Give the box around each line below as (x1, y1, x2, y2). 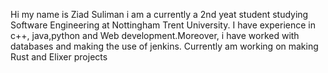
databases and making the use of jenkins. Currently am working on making (10, 40, 319, 52)
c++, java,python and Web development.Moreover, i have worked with (10, 30, 300, 41)
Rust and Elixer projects (10, 51, 108, 63)
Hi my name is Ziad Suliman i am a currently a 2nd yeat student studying (10, 9, 309, 20)
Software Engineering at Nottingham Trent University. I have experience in (10, 19, 316, 31)
